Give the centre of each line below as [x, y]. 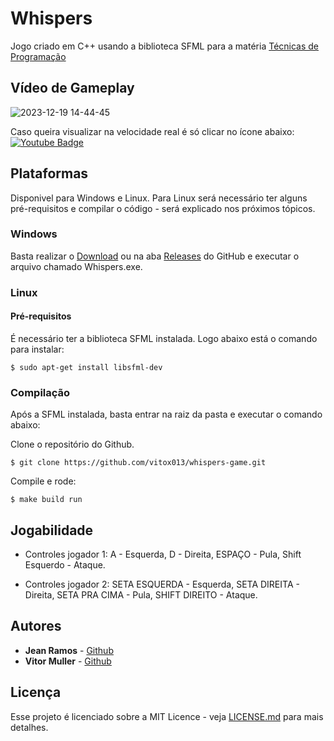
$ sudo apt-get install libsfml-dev [86, 367]
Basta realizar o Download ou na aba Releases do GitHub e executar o [155, 256]
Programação [38, 56]
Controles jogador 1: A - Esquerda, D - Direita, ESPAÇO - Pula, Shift [163, 554]
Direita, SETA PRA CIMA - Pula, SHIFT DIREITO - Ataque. [141, 595]
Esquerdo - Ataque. [65, 565]
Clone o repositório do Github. [72, 444]
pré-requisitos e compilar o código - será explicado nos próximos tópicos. [163, 208]
